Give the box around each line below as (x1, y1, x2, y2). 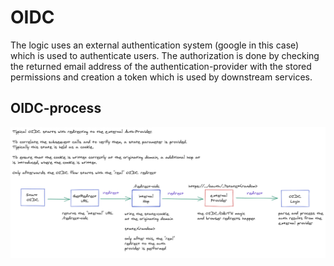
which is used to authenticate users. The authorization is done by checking (10, 49, 320, 61)
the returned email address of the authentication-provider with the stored (10, 60, 312, 72)
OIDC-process (10, 100, 102, 117)
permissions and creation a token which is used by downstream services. (10, 71, 313, 83)
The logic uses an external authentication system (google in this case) (10, 39, 300, 51)
